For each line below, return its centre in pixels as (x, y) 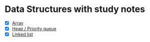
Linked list (22, 34)
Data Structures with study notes (75, 9)
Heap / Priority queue (34, 29)
